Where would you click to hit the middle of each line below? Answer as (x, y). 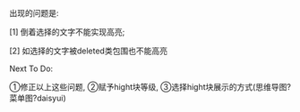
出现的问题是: (34, 13)
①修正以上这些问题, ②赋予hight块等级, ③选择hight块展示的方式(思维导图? (150, 87)
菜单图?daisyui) (38, 98)
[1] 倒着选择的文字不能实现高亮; (67, 32)
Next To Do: (31, 68)
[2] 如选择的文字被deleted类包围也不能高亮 (89, 51)
